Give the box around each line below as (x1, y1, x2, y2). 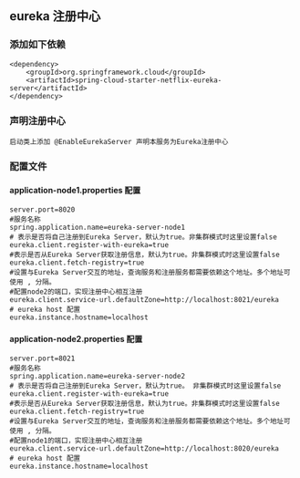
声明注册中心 (9, 114, 67, 127)
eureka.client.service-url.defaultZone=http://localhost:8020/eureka (9, 444, 280, 453)
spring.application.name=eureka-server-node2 (9, 372, 185, 381)
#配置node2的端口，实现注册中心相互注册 (9, 287, 143, 296)
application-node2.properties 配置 (9, 333, 143, 344)
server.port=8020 (9, 205, 76, 214)
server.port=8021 (9, 354, 76, 363)
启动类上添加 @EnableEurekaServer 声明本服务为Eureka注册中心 (9, 137, 229, 146)
